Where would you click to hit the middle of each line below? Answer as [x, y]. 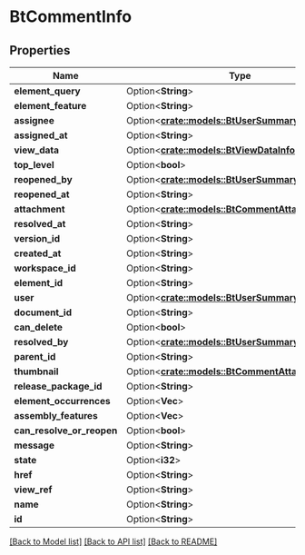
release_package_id [58, 386]
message [34, 445]
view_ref [33, 490]
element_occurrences [62, 401]
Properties [40, 50]
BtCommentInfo [71, 17]
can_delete [39, 327]
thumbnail [36, 372]
